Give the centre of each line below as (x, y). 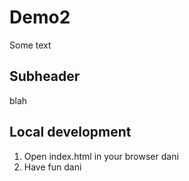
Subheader (45, 76)
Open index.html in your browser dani (101, 156)
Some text (30, 45)
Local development (70, 132)
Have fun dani (52, 167)
